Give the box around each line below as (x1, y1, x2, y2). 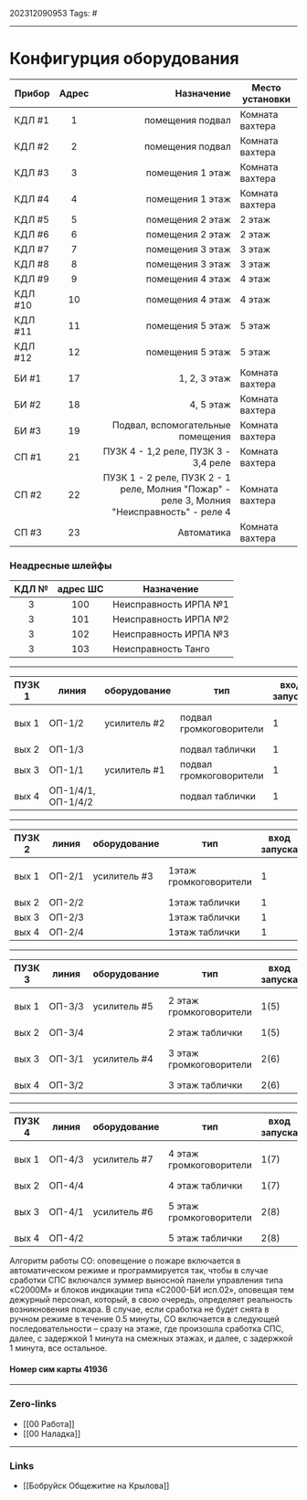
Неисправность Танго (112, 643, 210, 656)
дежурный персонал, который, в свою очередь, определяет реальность (9, 1294, 293, 1305)
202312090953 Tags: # (9, 8, 98, 18)
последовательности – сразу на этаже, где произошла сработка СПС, (9, 1324, 284, 1335)
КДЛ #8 (14, 258, 50, 270)
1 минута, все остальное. (9, 1343, 108, 1354)
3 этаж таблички (168, 1079, 243, 1092)
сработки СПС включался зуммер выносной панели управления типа (9, 1274, 283, 1286)
